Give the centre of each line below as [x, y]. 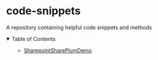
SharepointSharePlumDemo [58, 50]
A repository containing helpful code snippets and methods [79, 27]
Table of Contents [33, 39]
